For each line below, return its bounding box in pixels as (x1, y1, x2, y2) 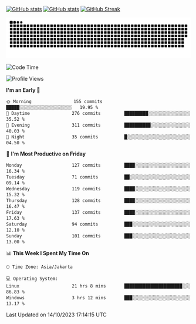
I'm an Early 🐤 (6, 86, 40, 94)
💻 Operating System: (6, 276, 59, 282)
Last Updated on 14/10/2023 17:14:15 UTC (6, 311, 107, 318)
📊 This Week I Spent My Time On (6, 249, 89, 256)
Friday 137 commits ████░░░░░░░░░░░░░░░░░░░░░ (6, 209, 191, 215)
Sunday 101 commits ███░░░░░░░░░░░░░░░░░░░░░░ (6, 233, 191, 239)
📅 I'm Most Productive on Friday (6, 150, 86, 157)
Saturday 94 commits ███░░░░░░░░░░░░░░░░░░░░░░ (6, 221, 191, 227)
